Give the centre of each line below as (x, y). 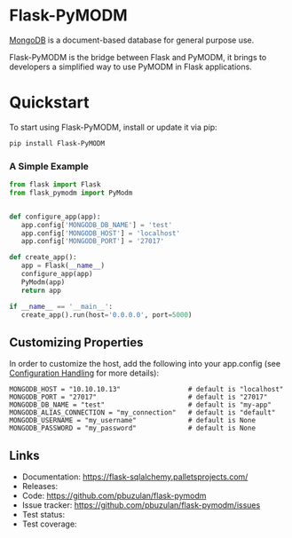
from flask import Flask (55, 185)
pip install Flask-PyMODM (57, 143)
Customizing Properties (76, 342)
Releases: (40, 487)
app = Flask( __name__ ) (63, 266)
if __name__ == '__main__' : (61, 306)
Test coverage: (49, 524)
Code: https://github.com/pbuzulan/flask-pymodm (114, 496)
